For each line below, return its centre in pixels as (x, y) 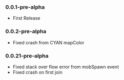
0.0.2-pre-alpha (26, 32)
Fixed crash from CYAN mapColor (48, 42)
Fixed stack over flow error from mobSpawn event (66, 67)
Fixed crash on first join (37, 72)
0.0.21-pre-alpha (27, 56)
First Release (26, 18)
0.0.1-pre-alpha (25, 7)
